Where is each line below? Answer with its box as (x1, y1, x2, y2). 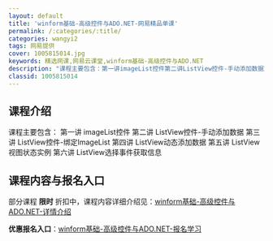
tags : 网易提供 (8, 42, 55, 50)
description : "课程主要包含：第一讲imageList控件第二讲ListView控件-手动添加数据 (8, 65, 264, 73)
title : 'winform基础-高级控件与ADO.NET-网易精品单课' (8, 19, 179, 28)
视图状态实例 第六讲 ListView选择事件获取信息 (8, 148, 162, 157)
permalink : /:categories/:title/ (8, 27, 122, 35)
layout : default (8, 11, 63, 20)
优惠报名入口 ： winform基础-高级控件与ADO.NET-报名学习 (8, 224, 201, 234)
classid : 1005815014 (8, 72, 79, 80)
